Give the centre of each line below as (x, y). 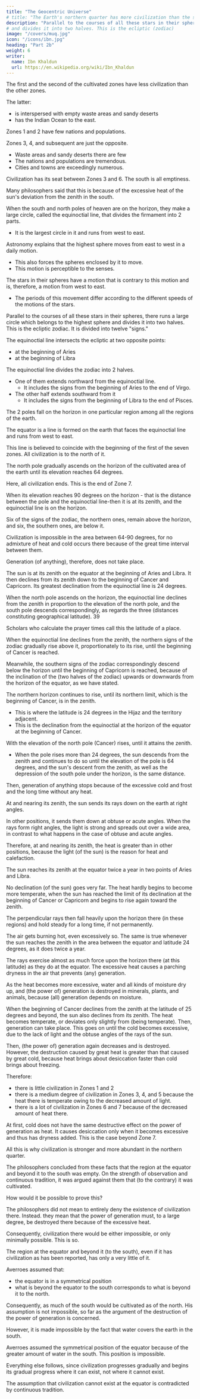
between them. (25, 550)
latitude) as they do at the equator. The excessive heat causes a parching (96, 967)
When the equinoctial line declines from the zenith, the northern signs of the (100, 640)
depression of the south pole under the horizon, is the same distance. (100, 774)
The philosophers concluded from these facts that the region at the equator (99, 1167)
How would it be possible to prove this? (54, 1198)
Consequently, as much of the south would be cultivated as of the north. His (100, 1305)
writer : (16, 56)
